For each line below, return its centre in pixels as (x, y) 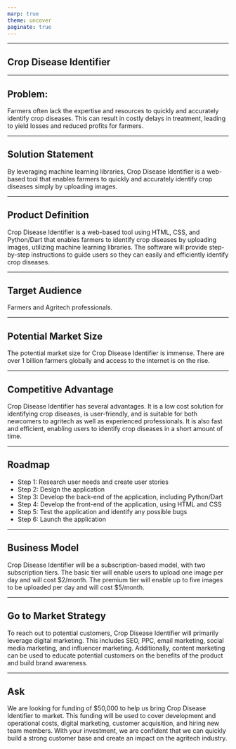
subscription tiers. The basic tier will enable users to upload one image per (115, 572)
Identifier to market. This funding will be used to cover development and (112, 716)
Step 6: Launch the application (62, 519)
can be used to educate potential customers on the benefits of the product (115, 655)
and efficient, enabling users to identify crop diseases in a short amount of (115, 429)
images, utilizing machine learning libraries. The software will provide (107, 247)
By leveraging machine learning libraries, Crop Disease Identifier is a (106, 171)
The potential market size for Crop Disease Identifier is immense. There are (116, 353)
